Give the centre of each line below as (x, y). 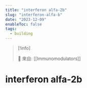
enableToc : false (24, 24)
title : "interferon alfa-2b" (36, 10)
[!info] (24, 48)
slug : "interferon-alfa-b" (34, 15)
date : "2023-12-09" (26, 19)
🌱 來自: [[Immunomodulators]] (49, 58)
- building (21, 34)
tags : (11, 29)
